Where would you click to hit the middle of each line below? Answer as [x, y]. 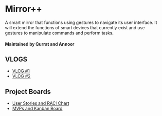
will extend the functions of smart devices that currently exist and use [75, 27]
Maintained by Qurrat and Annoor [40, 44]
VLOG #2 [21, 76]
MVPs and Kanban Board [37, 109]
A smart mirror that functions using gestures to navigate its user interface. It [81, 22]
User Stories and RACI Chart [41, 103]
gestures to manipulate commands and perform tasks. [59, 33]
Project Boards [28, 91]
